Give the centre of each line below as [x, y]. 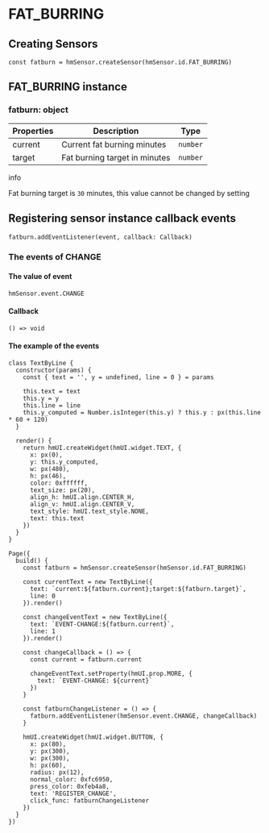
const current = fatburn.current [86, 660]
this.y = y [41, 399]
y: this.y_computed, [64, 462]
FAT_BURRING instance [68, 87]
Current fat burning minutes [114, 144]
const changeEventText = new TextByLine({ [95, 618]
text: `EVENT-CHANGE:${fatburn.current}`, [102, 625]
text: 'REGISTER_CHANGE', [73, 794]
